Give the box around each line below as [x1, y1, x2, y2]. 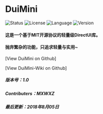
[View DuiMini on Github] [5, 56, 56, 61]
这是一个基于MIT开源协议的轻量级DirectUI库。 [5, 32, 101, 38]
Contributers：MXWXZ [5, 90, 55, 96]
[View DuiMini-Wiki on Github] [5, 65, 67, 71]
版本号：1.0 [5, 77, 29, 83]
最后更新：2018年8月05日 [5, 104, 59, 110]
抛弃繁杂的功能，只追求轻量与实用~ [5, 44, 78, 50]
